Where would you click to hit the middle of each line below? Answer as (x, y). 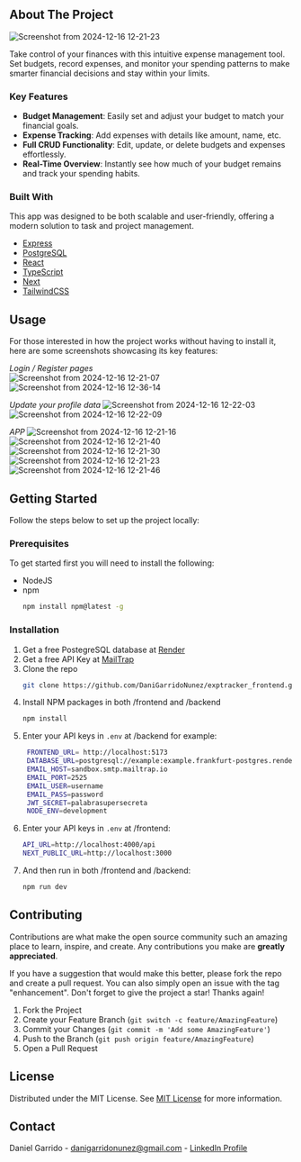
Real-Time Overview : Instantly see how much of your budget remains (151, 164)
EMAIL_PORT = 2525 (57, 777)
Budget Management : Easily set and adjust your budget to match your (153, 116)
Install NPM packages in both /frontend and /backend (122, 703)
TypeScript (43, 272)
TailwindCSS (46, 291)
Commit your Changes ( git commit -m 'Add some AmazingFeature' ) (146, 1029)
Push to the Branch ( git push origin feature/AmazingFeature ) (138, 1039)
